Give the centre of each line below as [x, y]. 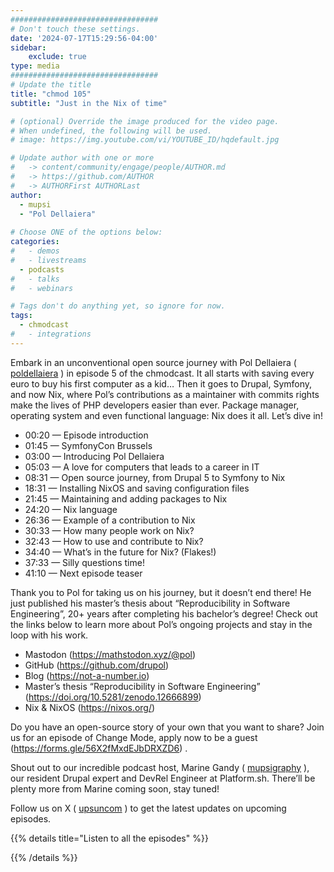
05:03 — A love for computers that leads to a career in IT [142, 467]
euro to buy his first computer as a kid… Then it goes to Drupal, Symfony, [161, 383]
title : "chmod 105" [51, 94]
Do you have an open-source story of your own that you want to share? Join [167, 727]
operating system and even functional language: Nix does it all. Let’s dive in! [166, 415]
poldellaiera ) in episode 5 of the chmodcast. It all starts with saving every [162, 373]
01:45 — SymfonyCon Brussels [88, 445]
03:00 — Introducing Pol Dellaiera [94, 456]
